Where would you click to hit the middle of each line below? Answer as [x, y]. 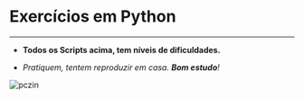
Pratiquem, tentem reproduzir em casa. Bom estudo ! [121, 67]
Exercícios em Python [93, 17]
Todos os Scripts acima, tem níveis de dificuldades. [121, 49]
